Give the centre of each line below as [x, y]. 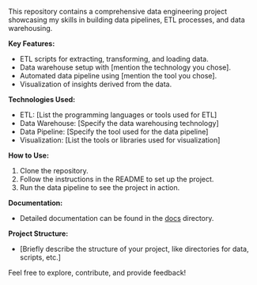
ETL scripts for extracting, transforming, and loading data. [114, 59]
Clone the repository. [54, 171]
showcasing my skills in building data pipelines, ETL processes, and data [127, 20]
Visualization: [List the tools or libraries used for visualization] [120, 140]
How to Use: [29, 155]
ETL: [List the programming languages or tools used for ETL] [118, 115]
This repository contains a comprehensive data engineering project [118, 11]
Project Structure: [38, 234]
